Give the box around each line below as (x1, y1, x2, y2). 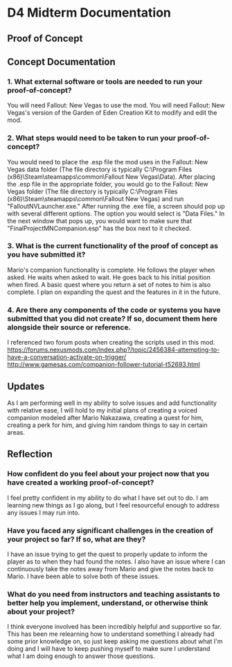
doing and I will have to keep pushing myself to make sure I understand (7, 645, 211, 653)
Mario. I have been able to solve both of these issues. (7, 572, 160, 580)
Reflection (7, 449, 53, 460)
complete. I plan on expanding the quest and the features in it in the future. (7, 288, 221, 296)
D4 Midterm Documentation (7, 5, 172, 21)
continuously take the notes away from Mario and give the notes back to (7, 564, 214, 573)
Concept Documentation (7, 55, 116, 67)
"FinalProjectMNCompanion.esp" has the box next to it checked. (7, 224, 192, 232)
